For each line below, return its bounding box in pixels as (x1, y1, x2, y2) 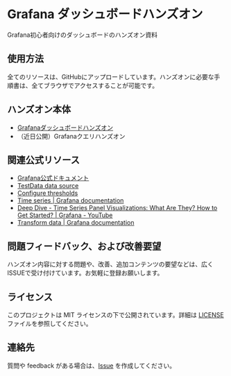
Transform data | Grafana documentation (17, 219, 135, 227)
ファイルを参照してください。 (7, 320, 92, 327)
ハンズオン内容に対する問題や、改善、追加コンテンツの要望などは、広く (7, 260, 214, 268)
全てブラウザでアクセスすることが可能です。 (31, 81, 158, 89)
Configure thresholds (17, 189, 78, 198)
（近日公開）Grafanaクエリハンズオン (17, 132, 126, 140)
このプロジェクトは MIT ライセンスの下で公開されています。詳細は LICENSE (7, 311, 224, 319)
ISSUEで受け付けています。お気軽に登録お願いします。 (7, 268, 164, 277)
